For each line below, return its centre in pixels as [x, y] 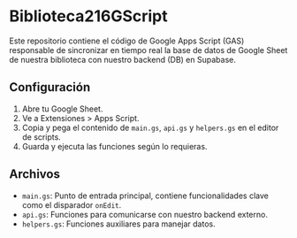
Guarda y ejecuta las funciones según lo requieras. [114, 146]
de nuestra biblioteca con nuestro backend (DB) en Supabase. [122, 59]
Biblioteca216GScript [88, 16]
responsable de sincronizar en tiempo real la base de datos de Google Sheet [148, 50]
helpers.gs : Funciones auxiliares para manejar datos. [118, 224]
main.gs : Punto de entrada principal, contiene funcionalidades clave [145, 196]
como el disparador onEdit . [72, 204]
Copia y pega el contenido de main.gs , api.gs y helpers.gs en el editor [150, 127]
